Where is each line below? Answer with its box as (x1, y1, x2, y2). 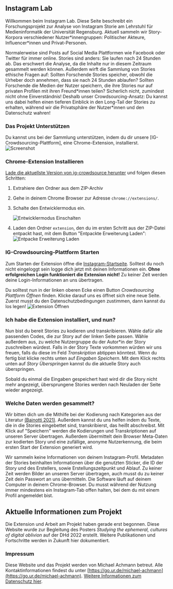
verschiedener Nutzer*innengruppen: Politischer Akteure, (23, 34, 146, 40)
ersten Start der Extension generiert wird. (5, 444, 94, 451)
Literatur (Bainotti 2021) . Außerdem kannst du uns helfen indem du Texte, (5, 417, 161, 423)
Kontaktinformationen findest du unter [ (5, 567, 89, 574)
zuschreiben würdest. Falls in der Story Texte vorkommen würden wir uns (5, 344, 162, 350)
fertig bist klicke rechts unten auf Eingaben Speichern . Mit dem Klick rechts (5, 355, 166, 361)
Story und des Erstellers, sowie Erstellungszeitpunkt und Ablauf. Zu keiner (5, 465, 162, 471)
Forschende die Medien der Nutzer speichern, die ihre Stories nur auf (5, 82, 153, 88)
